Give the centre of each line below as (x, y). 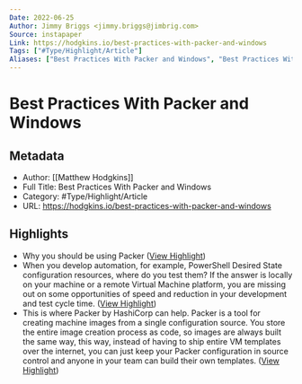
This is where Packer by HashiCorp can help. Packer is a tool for (141, 313)
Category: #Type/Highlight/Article (85, 196)
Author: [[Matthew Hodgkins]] (78, 177)
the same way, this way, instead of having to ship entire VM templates (151, 341)
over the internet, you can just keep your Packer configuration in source (155, 351)
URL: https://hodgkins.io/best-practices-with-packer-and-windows (147, 206)
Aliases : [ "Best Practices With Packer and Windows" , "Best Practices (144, 59)
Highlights (39, 234)
